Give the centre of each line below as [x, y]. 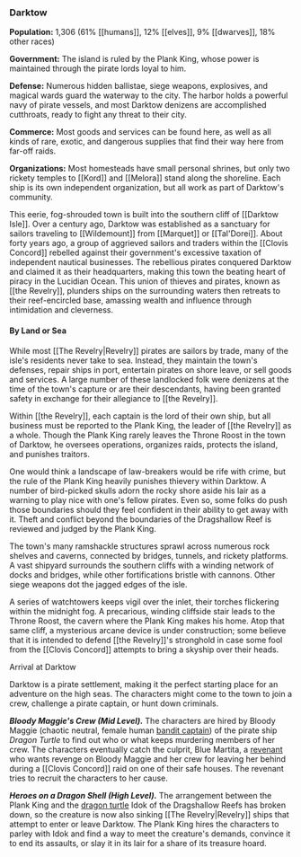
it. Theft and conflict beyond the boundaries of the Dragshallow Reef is [141, 519]
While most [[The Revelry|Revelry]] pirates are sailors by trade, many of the [149, 350]
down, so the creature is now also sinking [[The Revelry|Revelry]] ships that [149, 814]
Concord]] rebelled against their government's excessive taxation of [136, 252]
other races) [32, 41]
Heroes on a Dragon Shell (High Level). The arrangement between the [141, 795]
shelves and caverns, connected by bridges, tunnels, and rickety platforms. [149, 555]
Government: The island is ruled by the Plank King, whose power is [134, 59]
